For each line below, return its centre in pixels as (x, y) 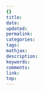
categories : (21, 40)
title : (14, 17)
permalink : (19, 34)
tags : (13, 45)
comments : (18, 67)
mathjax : (17, 51)
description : (22, 56)
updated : (17, 28)
